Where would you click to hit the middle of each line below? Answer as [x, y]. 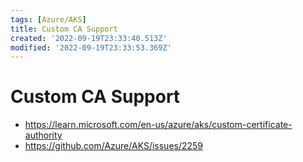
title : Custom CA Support [64, 29]
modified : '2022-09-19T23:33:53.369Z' [91, 47]
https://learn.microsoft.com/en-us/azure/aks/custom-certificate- [158, 125]
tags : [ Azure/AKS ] [48, 19]
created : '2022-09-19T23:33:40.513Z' [89, 38]
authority [43, 135]
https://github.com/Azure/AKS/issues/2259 [114, 146]
